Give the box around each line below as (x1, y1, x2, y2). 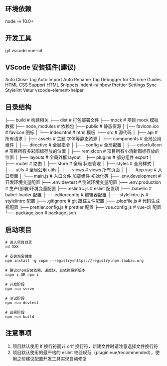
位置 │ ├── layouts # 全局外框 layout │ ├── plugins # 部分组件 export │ (5, 154, 153, 160)
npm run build (5, 314, 35, 320)
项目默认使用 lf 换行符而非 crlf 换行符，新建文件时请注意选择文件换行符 (12, 343, 159, 349)
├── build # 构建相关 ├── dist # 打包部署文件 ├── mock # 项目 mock (5, 117, 149, 123)
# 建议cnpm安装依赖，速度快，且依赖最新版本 (5, 268, 86, 273)
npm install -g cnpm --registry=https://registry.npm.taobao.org (5, 258, 144, 263)
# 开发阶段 (5, 282, 25, 287)
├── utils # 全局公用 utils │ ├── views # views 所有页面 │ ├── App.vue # (5, 167, 157, 173)
